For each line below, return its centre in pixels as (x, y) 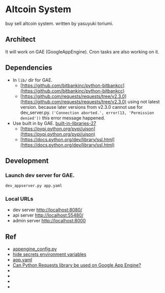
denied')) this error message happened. (63, 118)
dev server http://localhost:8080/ (47, 210)
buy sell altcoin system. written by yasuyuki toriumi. (59, 23)
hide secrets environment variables (49, 254)
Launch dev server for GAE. (40, 175)
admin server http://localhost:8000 (49, 221)
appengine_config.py (35, 249)
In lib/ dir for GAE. (32, 80)
